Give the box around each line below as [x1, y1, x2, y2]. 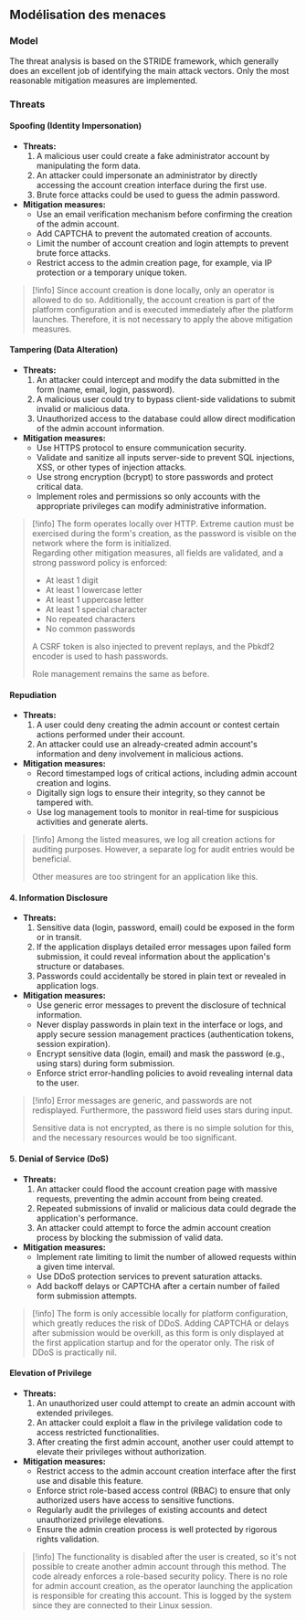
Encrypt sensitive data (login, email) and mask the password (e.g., [36, 1048, 286, 1059]
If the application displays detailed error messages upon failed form [36, 941, 291, 953]
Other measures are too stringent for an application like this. [31, 872, 259, 883]
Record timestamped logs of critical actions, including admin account [36, 768, 298, 779]
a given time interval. [36, 1261, 116, 1272]
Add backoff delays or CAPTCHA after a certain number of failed [36, 1280, 280, 1291]
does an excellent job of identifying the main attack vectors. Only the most [9, 65, 290, 76]
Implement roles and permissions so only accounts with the [36, 491, 260, 502]
